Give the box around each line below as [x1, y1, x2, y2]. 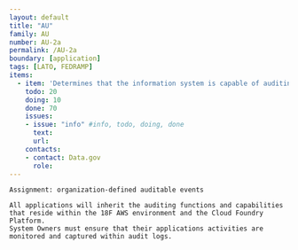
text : [32, 129, 53, 137]
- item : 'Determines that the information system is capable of [17, 79, 260, 88]
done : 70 [25, 104, 58, 113]
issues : [25, 112, 53, 121]
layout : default [9, 12, 69, 22]
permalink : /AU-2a [9, 46, 77, 55]
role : [32, 161, 53, 170]
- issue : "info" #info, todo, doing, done [25, 121, 184, 129]
